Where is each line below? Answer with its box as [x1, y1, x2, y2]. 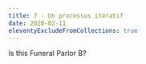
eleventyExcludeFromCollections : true [8, 26, 138, 34]
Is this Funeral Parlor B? [8, 49, 87, 58]
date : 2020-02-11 [8, 19, 67, 27]
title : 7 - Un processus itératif [8, 11, 124, 20]
